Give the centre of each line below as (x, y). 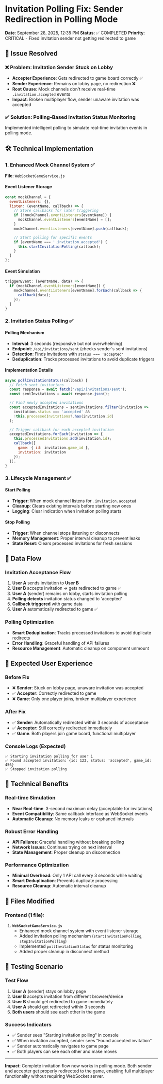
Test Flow (17, 980)
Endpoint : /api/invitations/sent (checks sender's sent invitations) (80, 348)
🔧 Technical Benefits (37, 784)
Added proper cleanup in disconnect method (64, 952)
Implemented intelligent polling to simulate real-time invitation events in (76, 127)
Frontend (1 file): (25, 915)
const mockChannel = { (28, 197)
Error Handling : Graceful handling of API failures (61, 643)
